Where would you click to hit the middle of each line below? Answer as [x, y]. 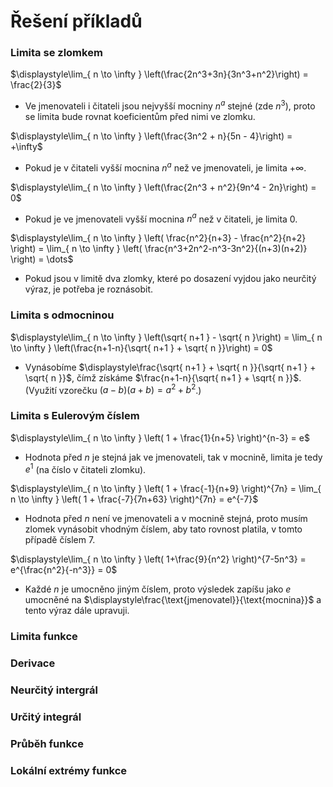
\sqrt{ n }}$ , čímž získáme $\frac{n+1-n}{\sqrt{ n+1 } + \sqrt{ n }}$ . [163, 377]
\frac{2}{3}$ [36, 85]
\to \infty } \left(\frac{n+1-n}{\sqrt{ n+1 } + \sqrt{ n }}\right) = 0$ [141, 347]
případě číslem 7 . [60, 540]
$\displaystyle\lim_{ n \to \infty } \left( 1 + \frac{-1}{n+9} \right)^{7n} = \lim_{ [166, 489]
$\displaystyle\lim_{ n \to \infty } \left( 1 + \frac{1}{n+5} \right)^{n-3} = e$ [160, 437]
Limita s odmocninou [62, 315]
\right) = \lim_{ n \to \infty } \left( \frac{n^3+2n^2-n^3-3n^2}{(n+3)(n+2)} [159, 249]
